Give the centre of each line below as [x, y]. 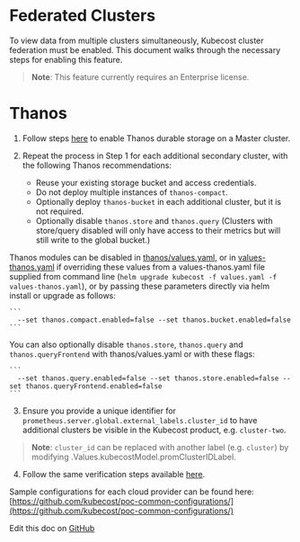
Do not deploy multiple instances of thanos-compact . [132, 192]
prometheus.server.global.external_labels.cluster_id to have [140, 420]
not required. [60, 211]
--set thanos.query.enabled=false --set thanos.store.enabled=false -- [154, 378]
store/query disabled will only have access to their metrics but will [158, 230]
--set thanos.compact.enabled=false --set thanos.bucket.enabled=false [154, 320]
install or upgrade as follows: [63, 295]
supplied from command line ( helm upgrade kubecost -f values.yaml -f [143, 276]
